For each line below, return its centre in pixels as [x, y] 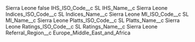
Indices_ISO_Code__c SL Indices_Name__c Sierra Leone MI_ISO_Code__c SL [97, 14]
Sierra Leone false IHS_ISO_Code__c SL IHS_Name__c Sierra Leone [87, 8]
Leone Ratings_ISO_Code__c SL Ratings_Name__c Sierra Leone [82, 27]
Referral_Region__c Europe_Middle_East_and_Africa [68, 33]
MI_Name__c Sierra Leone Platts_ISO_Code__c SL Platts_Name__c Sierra [93, 20]
